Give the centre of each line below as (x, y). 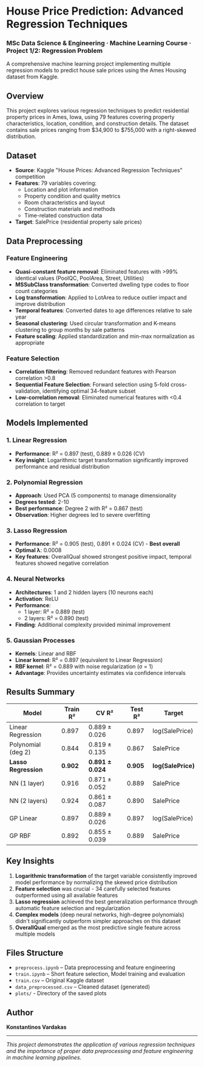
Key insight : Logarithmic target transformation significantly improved (101, 460)
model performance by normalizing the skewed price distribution (96, 882)
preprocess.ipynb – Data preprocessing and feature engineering (95, 967)
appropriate (30, 342)
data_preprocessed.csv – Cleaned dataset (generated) (83, 987)
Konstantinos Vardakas (36, 1027)
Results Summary (41, 692)
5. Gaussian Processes (41, 640)
